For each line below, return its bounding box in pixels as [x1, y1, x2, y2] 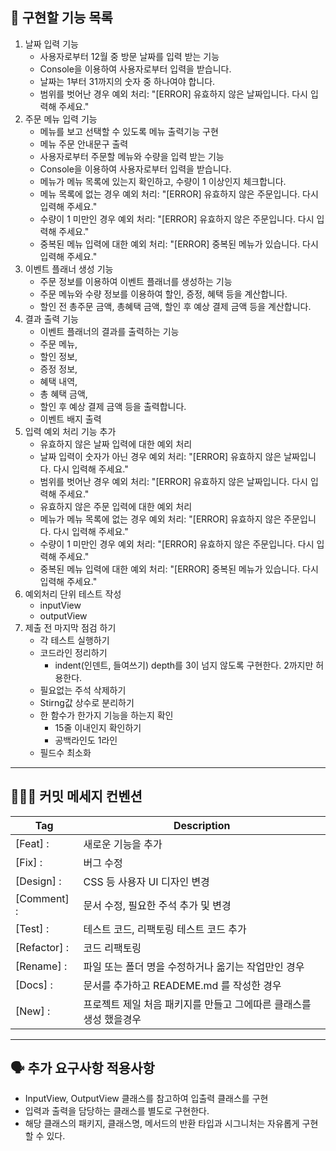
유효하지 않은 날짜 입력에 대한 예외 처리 [39, 438, 193, 450]
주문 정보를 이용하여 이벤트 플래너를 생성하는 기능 [39, 275, 233, 287]
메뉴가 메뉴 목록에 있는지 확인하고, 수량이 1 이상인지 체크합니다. [39, 175, 287, 187]
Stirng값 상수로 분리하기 [39, 696, 135, 708]
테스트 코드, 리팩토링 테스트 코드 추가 [83, 922, 247, 936]
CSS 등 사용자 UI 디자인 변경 [83, 874, 210, 888]
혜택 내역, [39, 375, 78, 387]
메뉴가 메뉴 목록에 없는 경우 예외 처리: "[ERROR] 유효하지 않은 [39, 513, 282, 525]
